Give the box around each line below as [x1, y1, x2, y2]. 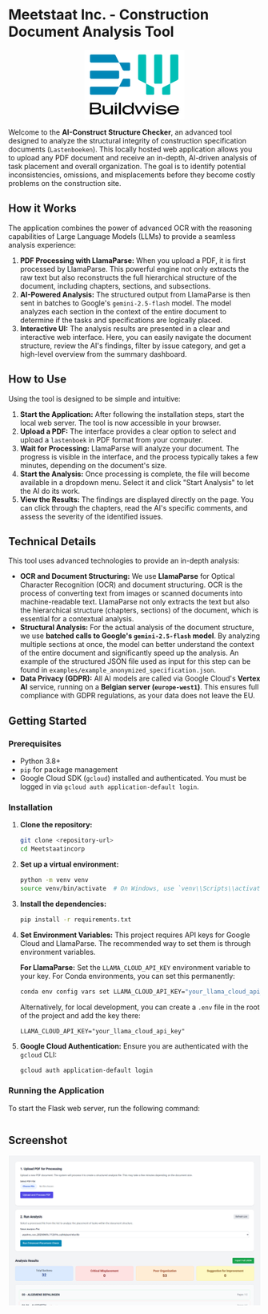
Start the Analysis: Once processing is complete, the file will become [19, 469, 250, 479]
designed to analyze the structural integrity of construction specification [8, 135, 246, 145]
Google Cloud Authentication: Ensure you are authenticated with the [19, 1041, 249, 1051]
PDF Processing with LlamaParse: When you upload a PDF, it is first [19, 255, 246, 265]
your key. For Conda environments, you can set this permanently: [19, 971, 236, 980]
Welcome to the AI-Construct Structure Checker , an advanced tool [8, 127, 232, 137]
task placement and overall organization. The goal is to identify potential [8, 161, 246, 171]
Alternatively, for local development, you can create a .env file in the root [19, 1002, 260, 1012]
